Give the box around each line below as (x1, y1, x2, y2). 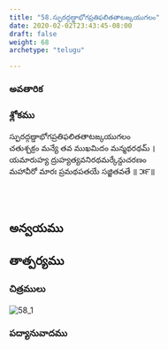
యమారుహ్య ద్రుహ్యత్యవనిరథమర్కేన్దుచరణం (9, 154, 148, 165)
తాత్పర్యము (9, 253, 65, 268)
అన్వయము (9, 221, 64, 236)
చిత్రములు (9, 283, 46, 295)
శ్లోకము (9, 108, 35, 120)
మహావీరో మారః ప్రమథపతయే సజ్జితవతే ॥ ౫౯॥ (9, 166, 156, 177)
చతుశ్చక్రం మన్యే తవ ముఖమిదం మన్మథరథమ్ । (9, 143, 156, 153)
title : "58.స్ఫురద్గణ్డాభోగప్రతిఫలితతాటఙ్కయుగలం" (9, 12, 161, 22)
